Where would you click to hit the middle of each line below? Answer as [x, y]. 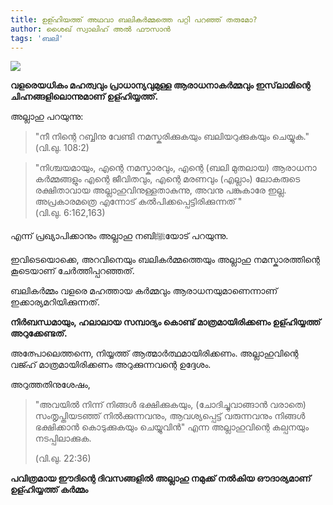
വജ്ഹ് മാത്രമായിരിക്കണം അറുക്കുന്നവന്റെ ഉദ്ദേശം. [111, 365]
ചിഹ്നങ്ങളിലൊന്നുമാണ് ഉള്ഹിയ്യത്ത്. [84, 97]
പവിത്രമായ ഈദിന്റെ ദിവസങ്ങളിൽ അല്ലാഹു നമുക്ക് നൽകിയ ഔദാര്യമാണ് [161, 478]
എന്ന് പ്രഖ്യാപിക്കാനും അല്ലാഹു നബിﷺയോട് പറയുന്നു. [119, 236]
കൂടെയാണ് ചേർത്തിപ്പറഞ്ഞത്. [72, 271]
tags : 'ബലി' [37, 38]
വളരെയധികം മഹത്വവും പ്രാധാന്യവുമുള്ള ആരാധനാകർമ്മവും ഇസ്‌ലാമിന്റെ [160, 85]
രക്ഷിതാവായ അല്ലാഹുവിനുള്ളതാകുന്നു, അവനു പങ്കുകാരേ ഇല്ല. [160, 190]
